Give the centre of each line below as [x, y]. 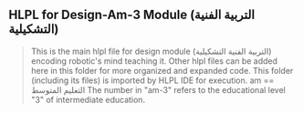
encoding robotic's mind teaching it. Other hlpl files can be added [154, 61]
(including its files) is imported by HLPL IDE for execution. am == [152, 80]
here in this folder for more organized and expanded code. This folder [162, 70]
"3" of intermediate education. [88, 99]
